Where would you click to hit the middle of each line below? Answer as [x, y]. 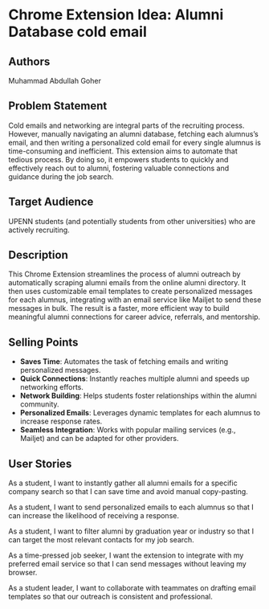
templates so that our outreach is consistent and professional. [110, 597]
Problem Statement [58, 106]
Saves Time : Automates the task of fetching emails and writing [124, 362]
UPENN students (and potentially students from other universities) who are [132, 221]
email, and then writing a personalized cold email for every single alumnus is [134, 142]
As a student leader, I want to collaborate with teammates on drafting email [132, 588]
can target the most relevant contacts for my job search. [101, 540]
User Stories [40, 464]
